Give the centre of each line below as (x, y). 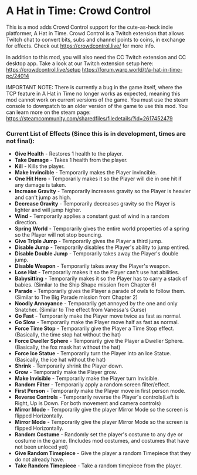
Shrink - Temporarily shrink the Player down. (69, 366)
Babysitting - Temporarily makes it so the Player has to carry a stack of (101, 279)
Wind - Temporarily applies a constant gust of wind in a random (92, 216)
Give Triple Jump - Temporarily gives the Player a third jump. (89, 241)
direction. (26, 223)
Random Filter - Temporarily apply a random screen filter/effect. (92, 385)
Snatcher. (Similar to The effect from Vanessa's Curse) (80, 310)
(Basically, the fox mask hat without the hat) (67, 347)
